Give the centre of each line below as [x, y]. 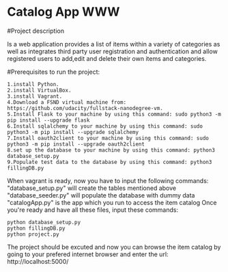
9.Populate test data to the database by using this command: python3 [110, 162]
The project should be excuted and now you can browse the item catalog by [114, 247]
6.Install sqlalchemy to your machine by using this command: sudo [105, 126]
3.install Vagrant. [35, 96]
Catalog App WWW [63, 12]
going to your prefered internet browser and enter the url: [88, 254]
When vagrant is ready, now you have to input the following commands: [108, 180]
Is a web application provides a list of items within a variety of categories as [114, 44]
